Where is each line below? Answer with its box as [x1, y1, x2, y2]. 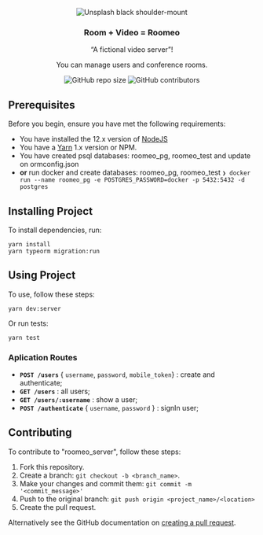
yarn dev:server [8, 304, 61, 312]
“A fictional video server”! [90, 45, 174, 54]
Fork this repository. [19, 462, 85, 471]
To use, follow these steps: [8, 290, 96, 299]
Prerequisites [8, 98, 75, 112]
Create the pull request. [19, 502, 97, 511]
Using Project [8, 268, 76, 282]
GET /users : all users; [19, 386, 90, 397]
